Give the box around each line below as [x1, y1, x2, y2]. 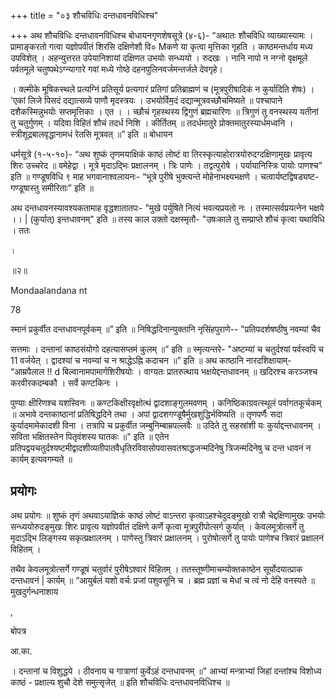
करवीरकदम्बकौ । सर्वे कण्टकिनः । [10, 377, 120, 389]
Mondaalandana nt [10, 285, 88, 296]
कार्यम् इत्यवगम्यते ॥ [10, 453, 73, 465]
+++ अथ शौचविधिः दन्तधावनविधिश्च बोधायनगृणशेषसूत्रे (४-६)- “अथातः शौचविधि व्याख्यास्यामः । [10, 30, 314, 41]
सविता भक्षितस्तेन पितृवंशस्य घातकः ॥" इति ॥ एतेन [10, 431, 170, 442]
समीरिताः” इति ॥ [41, 182, 94, 194]
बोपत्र [10, 625, 27, 637]
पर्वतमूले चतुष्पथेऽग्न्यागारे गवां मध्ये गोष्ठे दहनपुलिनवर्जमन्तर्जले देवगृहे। [10, 63, 224, 75]
